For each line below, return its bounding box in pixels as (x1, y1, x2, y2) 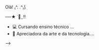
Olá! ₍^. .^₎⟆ (5, 4, 26, 10)
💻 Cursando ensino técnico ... (12, 24, 74, 30)
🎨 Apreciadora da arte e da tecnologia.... (12, 31, 95, 36)
